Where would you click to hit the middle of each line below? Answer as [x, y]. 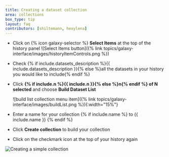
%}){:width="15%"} [98, 104]
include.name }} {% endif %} [43, 120]
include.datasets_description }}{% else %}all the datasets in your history [88, 69]
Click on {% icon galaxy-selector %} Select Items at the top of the [82, 43]
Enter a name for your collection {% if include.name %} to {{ [75, 115]
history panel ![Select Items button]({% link [57, 48]
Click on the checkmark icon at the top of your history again [75, 139]
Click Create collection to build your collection [61, 130]
